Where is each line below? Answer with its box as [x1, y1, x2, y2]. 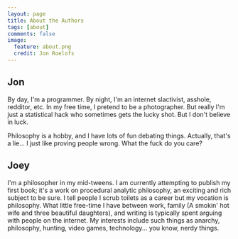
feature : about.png [13, 43, 72, 50]
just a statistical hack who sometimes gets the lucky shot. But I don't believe [7, 110, 231, 118]
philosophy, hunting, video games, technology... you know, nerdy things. [7, 223, 220, 232]
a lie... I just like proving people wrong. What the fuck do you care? [7, 139, 202, 148]
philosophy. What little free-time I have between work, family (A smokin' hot [7, 201, 229, 209]
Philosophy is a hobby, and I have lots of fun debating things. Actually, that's [7, 131, 231, 140]
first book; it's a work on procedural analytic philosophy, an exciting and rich [7, 186, 232, 194]
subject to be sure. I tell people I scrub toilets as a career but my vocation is [7, 193, 229, 202]
